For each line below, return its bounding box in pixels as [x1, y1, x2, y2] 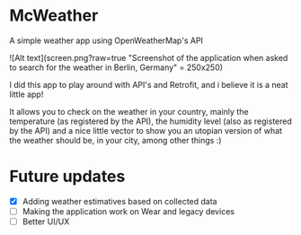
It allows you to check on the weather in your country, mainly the [9, 106, 249, 117]
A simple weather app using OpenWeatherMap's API [9, 35, 204, 46]
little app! [9, 89, 44, 100]
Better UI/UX [22, 216, 70, 227]
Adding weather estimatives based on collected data [22, 196, 217, 206]
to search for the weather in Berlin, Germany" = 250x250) [9, 62, 223, 73]
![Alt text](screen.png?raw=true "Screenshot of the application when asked [9, 52, 288, 63]
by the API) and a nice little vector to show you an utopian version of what [9, 125, 283, 135]
